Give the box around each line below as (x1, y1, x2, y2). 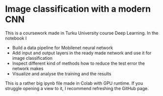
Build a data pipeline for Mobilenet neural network (12, 45, 114, 50)
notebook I (5, 35, 27, 41)
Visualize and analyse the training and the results (12, 71, 112, 76)
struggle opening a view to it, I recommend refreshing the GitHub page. (5, 85, 149, 91)
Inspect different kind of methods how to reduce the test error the (12, 60, 145, 66)
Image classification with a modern (5, 3, 151, 15)
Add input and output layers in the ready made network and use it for (12, 50, 152, 56)
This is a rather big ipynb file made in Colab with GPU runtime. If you (5, 80, 143, 86)
